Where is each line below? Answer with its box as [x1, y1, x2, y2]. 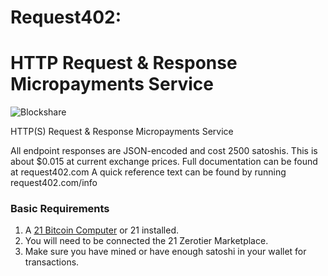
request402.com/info [10, 177, 98, 189]
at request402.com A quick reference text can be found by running [10, 166, 287, 178]
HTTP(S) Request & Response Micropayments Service [10, 126, 234, 138]
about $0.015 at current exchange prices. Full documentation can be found [10, 156, 318, 168]
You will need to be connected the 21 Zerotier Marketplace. [24, 235, 269, 247]
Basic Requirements [10, 202, 110, 216]
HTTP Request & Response [10, 52, 238, 75]
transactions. [24, 256, 80, 268]
